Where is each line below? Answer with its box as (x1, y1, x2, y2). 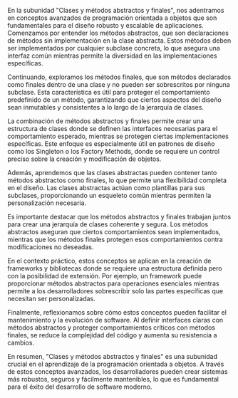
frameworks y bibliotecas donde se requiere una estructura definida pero (7, 264, 222, 273)
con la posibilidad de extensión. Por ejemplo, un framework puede (7, 272, 202, 280)
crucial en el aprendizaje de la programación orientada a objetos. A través (7, 360, 224, 368)
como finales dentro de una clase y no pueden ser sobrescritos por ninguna (7, 80, 230, 88)
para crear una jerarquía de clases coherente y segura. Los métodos (7, 220, 209, 229)
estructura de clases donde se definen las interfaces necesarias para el (7, 125, 218, 132)
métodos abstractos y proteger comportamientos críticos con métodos (7, 323, 216, 332)
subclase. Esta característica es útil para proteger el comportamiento (7, 88, 210, 96)
